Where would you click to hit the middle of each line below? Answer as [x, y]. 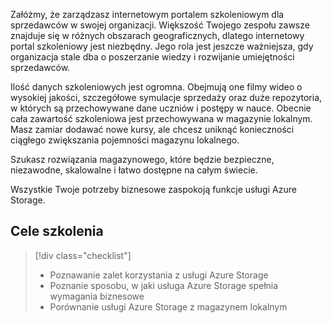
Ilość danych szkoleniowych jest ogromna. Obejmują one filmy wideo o [156, 87]
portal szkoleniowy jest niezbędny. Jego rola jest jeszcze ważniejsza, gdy [162, 46]
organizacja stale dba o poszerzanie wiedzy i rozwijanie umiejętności [152, 57]
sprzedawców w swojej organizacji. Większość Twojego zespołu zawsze [160, 25]
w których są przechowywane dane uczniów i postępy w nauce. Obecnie [161, 108]
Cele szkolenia [57, 231]
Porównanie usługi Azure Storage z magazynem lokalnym [168, 306]
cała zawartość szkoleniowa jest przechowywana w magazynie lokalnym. [161, 118]
